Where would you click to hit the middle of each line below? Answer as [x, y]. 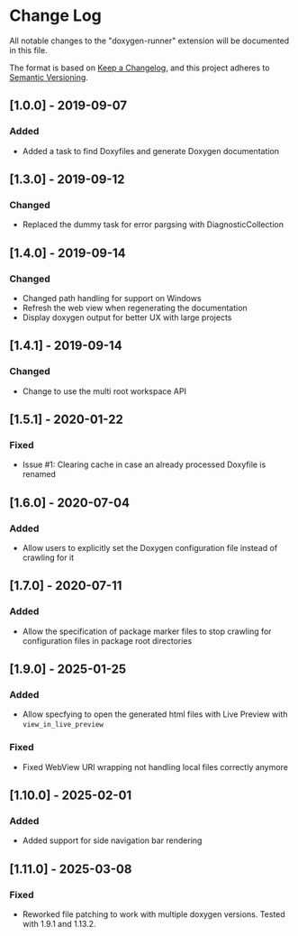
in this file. [28, 50]
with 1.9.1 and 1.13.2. [59, 924]
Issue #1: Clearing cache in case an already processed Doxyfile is [144, 464]
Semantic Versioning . [49, 77]
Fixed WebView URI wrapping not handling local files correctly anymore [155, 766]
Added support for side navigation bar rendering [112, 840]
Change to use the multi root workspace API [104, 391]
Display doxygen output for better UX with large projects [127, 317]
